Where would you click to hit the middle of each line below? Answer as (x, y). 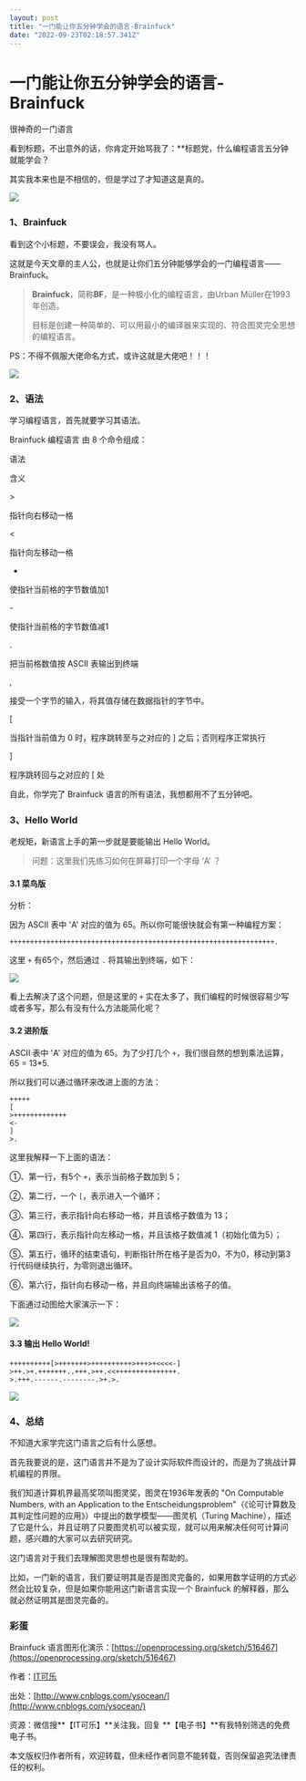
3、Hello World (44, 820)
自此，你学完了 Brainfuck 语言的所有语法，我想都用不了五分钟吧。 (133, 793)
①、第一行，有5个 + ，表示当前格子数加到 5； (96, 1176)
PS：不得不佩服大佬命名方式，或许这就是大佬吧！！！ (110, 356)
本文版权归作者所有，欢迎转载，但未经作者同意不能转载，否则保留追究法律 (149, 1755)
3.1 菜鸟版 (28, 883)
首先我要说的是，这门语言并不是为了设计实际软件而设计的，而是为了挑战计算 (153, 1462)
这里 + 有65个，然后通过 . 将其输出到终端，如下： (103, 960)
